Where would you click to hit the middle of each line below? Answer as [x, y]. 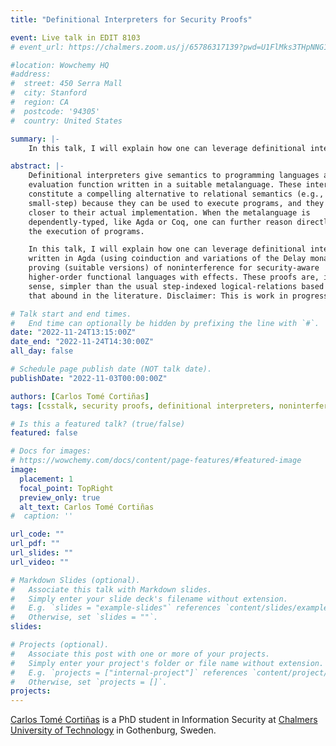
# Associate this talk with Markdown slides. [111, 589]
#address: [31, 74]
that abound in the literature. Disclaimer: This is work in [158, 296]
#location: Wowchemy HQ [60, 65]
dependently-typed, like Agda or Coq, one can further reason [160, 222]
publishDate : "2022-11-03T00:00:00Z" [89, 378]
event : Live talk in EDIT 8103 [75, 37]
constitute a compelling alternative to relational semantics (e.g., [176, 194]
